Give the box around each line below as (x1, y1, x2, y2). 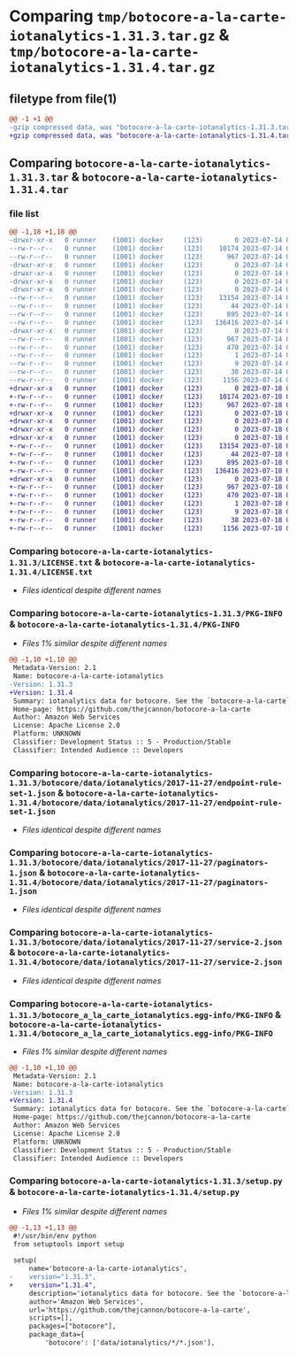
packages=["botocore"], (28, 1321, 117, 1331)
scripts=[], (28, 1314, 73, 1322)
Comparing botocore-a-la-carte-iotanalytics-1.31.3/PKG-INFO (9, 606, 283, 619)
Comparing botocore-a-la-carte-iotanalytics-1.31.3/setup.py (9, 1175, 283, 1187)
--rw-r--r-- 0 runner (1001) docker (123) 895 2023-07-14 (9, 310, 283, 320)
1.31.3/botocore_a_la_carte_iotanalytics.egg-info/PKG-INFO (9, 1010, 274, 1020)
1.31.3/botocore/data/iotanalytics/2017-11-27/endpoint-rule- (9, 777, 283, 788)
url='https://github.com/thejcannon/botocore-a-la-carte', (28, 1306, 251, 1314)
